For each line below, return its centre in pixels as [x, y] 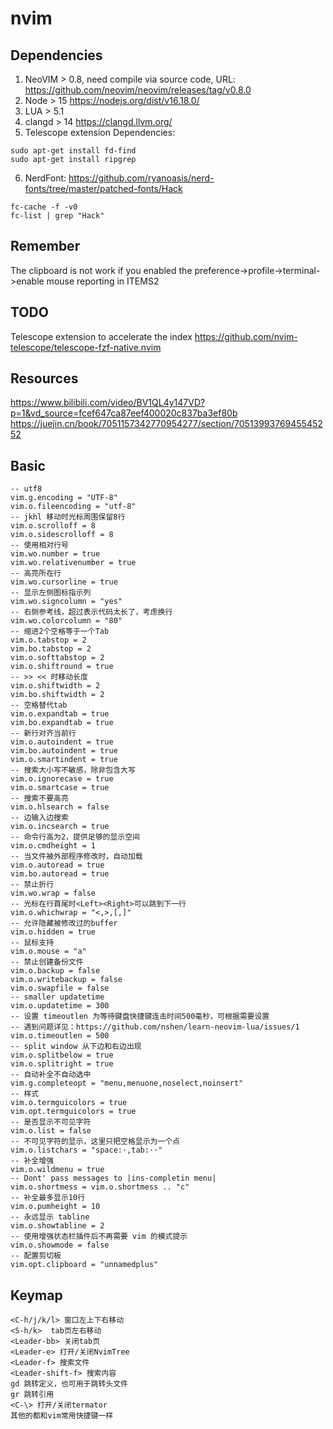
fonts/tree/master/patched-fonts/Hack [103, 188]
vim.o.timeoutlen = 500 [60, 1036]
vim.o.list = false [51, 1131]
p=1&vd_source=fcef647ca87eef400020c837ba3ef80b [124, 413]
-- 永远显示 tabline [50, 1217]
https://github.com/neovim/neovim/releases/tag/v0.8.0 [138, 90]
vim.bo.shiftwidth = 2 [57, 695]
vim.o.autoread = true [57, 865]
